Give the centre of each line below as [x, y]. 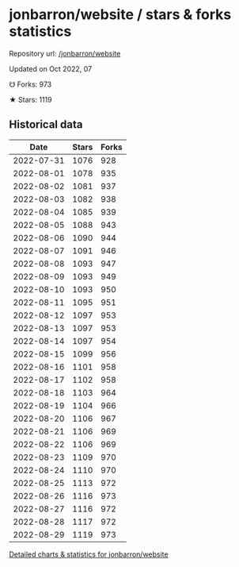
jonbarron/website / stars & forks [120, 15]
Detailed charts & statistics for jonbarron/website [89, 554]
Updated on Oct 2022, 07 [51, 68]
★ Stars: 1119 [30, 99]
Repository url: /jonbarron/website [65, 53]
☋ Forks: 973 [30, 84]
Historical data [46, 125]
